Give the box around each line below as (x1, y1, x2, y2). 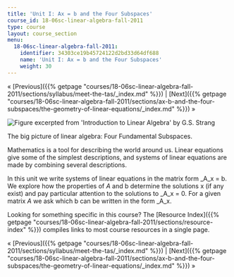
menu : (7, 37, 23, 44)
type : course (7, 23, 46, 30)
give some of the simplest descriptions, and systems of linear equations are (7, 153, 228, 161)
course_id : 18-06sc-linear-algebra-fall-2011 (7, 17, 143, 24)
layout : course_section (7, 30, 78, 37)
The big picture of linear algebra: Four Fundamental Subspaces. (7, 132, 192, 140)
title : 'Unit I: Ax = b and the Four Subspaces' (7, 10, 153, 18)
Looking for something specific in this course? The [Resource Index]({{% (7, 210, 220, 218)
